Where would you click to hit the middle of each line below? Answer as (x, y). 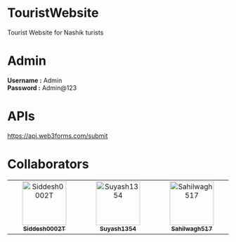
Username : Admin (35, 80)
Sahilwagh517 (192, 229)
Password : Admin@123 (42, 88)
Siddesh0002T (44, 229)
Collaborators (48, 164)
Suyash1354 (118, 229)
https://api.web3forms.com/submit (58, 136)
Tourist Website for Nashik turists (55, 32)
